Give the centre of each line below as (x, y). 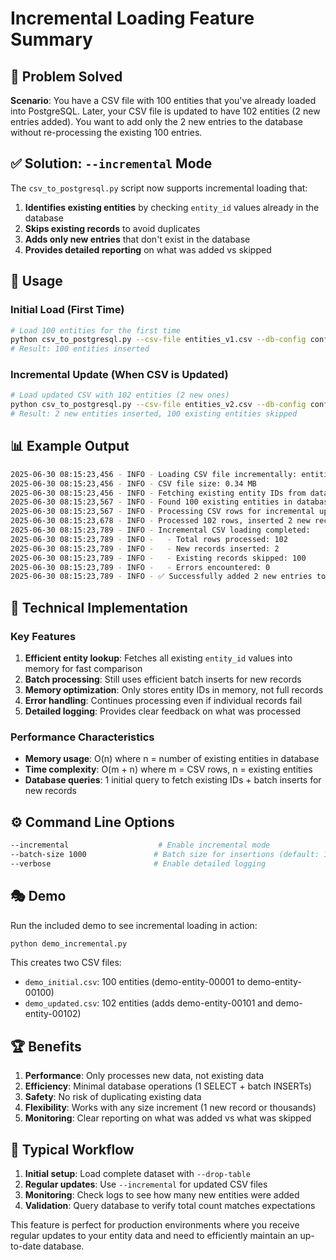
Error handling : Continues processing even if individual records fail (163, 701)
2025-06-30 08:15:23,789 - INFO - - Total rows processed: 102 (149, 539)
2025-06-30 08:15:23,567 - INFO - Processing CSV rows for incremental (162, 512)
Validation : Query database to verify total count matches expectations (170, 1206)
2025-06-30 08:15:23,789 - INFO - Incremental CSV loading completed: (160, 530)
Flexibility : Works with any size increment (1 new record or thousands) (170, 1108)
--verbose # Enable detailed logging (138, 863)
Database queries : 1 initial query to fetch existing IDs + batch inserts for (173, 780)
